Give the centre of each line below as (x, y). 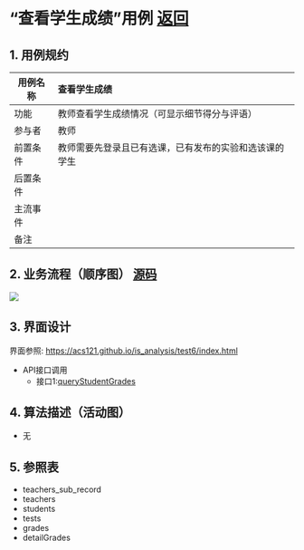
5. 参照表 (34, 467)
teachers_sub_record (62, 489)
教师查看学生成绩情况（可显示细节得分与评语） (157, 114)
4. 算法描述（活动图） (70, 413)
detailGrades (46, 538)
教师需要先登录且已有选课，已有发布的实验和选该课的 (171, 148)
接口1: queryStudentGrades (85, 381)
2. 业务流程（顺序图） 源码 (83, 274)
